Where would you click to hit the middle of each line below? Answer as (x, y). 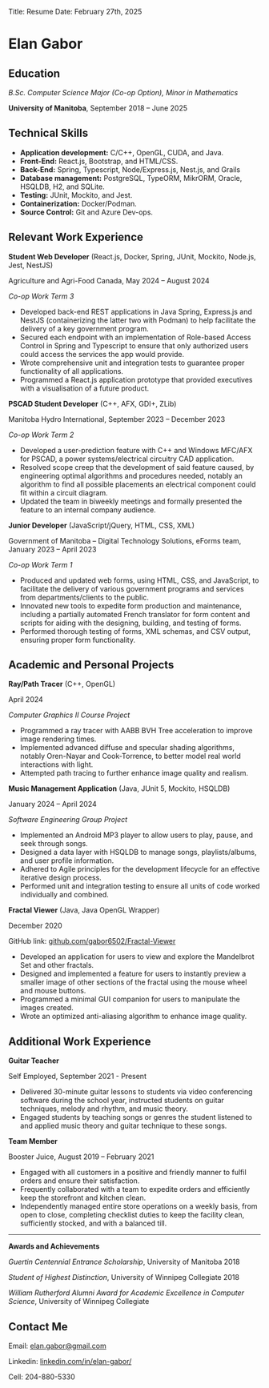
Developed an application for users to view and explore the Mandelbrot (137, 957)
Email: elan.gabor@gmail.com (57, 1346)
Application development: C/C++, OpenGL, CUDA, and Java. (122, 152)
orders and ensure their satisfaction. (80, 1181)
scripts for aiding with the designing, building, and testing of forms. (130, 623)
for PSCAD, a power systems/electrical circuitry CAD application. (127, 459)
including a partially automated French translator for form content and (135, 614)
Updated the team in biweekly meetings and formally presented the (131, 501)
